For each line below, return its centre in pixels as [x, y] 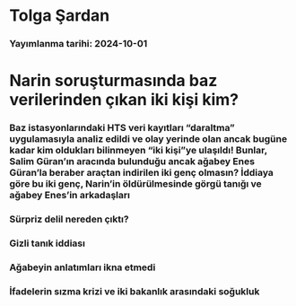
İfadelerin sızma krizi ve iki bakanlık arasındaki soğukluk [135, 291]
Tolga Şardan [60, 16]
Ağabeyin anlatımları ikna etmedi [83, 267]
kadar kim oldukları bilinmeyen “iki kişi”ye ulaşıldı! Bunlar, [138, 151]
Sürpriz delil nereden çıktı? [69, 219]
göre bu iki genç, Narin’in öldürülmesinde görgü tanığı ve [135, 184]
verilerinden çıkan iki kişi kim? [124, 100]
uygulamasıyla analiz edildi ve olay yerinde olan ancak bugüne [148, 139]
